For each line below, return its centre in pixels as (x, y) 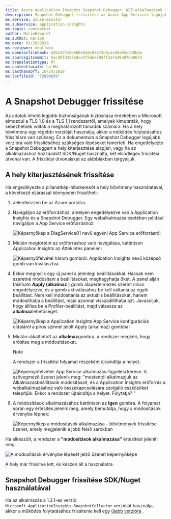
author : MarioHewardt (28, 34)
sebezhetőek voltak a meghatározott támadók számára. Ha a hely (74, 126)
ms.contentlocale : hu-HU (32, 67)
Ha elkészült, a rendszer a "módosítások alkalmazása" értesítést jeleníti (81, 439)
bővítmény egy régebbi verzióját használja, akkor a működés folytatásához (83, 132)
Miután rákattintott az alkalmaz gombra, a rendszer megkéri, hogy (82, 336)
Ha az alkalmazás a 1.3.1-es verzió (41, 500)
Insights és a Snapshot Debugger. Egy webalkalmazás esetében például (88, 217)
